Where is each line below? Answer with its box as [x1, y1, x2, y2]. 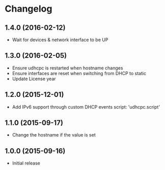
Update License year [12, 76, 57, 82]
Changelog [5, 3, 52, 15]
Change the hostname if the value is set [12, 132, 96, 138]
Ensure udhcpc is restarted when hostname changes [12, 64, 123, 71]
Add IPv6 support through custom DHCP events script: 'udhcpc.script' [12, 104, 160, 110]
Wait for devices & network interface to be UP [12, 37, 108, 43]
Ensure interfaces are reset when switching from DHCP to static [12, 70, 146, 76]
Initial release [12, 160, 40, 166]
